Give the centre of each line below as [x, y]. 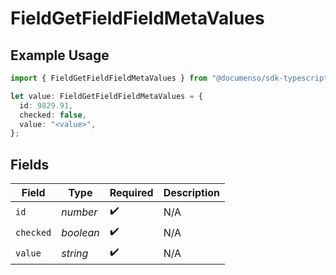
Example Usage [60, 55]
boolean [80, 232]
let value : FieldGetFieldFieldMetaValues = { [106, 96]
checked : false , [53, 115]
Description [192, 193]
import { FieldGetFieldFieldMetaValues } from [109, 78]
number [79, 212]
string [75, 253]
